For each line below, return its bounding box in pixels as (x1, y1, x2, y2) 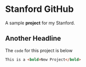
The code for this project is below (5, 47, 73, 53)
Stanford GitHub (5, 3, 74, 15)
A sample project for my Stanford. (5, 20, 76, 26)
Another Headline (5, 34, 61, 43)
